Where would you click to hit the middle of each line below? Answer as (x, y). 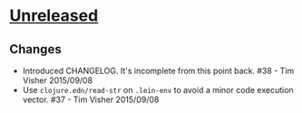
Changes (35, 49)
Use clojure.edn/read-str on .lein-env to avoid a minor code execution (158, 90)
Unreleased (54, 16)
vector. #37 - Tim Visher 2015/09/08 (91, 99)
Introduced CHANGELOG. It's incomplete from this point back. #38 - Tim (158, 71)
